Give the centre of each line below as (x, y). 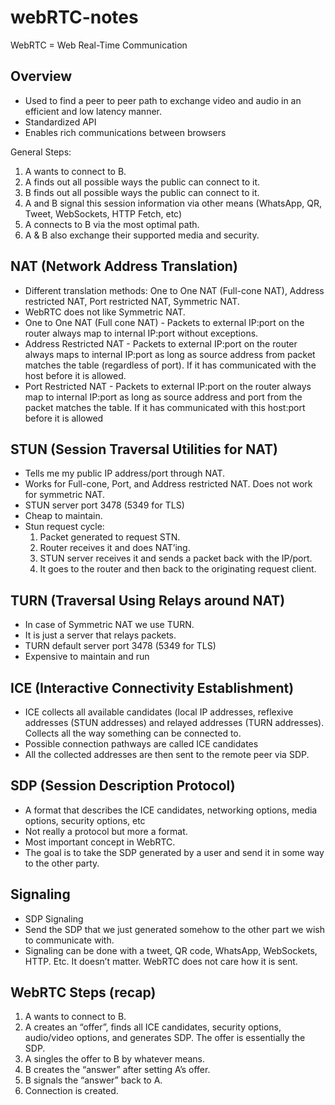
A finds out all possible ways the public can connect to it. (142, 182)
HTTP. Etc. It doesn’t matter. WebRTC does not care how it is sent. (161, 961)
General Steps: (41, 152)
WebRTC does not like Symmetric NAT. (105, 312)
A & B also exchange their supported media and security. (142, 235)
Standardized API (60, 122)
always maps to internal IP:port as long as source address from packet (170, 354)
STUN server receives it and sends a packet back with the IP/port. (176, 558)
